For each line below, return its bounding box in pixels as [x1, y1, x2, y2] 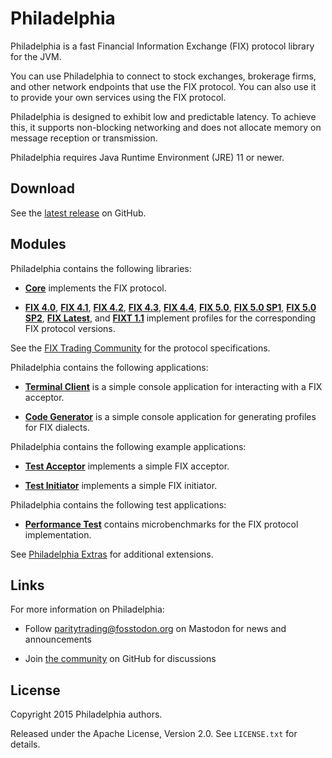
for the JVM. [10, 50, 62, 62]
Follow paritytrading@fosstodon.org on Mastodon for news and [24, 623, 287, 635]
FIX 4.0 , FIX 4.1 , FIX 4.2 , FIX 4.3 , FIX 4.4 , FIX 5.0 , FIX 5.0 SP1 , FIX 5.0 [24, 301, 317, 313]
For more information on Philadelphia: [10, 603, 165, 616]
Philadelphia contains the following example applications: [10, 440, 247, 452]
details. [10, 738, 41, 751]
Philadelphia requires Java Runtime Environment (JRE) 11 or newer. [10, 151, 285, 163]
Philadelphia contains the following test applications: [10, 498, 227, 511]
